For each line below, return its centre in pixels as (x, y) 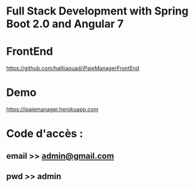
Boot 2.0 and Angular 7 (65, 24)
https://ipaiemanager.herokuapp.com (52, 109)
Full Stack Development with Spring (97, 11)
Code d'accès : (45, 134)
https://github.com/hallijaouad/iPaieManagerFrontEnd (73, 68)
